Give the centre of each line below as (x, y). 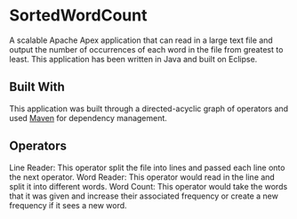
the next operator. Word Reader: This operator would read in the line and (142, 177)
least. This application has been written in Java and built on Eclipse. (133, 59)
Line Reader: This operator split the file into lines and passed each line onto (147, 167)
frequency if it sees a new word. (68, 205)
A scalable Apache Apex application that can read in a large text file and (141, 40)
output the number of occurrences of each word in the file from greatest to (146, 49)
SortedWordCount (78, 16)
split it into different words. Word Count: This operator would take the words (148, 186)
